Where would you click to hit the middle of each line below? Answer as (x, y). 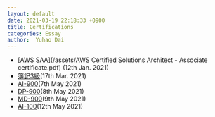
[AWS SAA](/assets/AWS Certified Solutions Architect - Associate (112, 60)
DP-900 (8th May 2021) (51, 92)
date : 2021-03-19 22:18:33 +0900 (56, 20)
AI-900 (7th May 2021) (50, 84)
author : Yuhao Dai (36, 40)
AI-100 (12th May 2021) (50, 106)
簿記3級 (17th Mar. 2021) (52, 76)
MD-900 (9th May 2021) (52, 99)
